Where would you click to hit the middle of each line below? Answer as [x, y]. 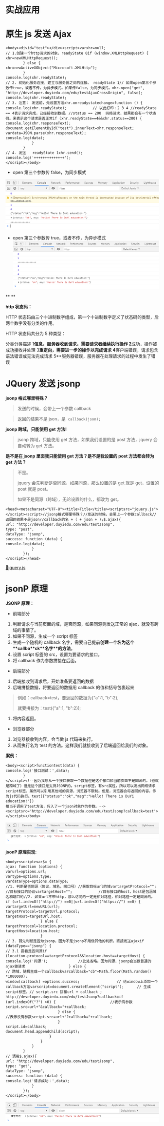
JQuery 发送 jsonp [43, 384]
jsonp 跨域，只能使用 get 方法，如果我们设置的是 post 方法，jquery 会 [87, 440]
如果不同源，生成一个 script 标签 [45, 636]
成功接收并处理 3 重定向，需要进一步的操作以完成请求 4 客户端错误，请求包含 [82, 350]
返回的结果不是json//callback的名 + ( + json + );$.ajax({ [63, 520]
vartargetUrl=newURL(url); [33, 907]
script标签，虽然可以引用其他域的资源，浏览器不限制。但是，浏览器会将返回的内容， [79, 791]
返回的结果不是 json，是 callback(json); [59, 419]
